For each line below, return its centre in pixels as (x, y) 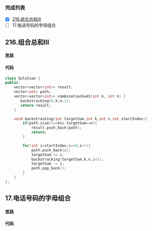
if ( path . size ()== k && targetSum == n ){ (60, 123)
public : (13, 83)
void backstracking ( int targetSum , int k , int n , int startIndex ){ (81, 119)
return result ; (36, 105)
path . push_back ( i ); (51, 150)
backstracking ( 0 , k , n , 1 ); (45, 101)
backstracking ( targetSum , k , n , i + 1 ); (67, 159)
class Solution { (23, 78)
